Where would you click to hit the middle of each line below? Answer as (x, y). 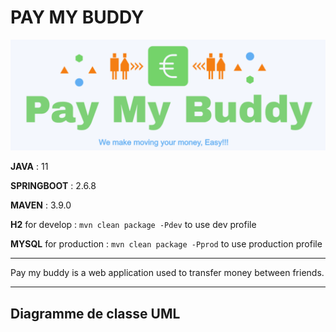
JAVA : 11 (29, 167)
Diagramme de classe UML (95, 313)
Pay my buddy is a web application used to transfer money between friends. (167, 273)
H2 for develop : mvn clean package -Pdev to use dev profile (133, 225)
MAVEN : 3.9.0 (41, 205)
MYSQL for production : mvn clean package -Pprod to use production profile (166, 244)
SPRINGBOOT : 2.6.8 (53, 186)
